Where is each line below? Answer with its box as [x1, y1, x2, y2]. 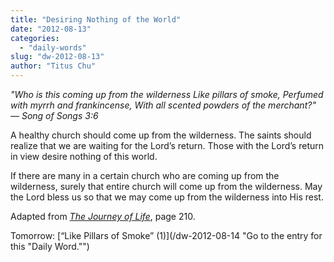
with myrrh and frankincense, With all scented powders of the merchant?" [10, 99, 317, 111]
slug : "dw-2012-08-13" [10, 52, 105, 62]
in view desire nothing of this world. [10, 151, 158, 162]
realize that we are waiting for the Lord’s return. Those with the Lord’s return [10, 140, 325, 151]
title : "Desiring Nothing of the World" [10, 14, 182, 25]
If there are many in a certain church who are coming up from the [10, 170, 280, 181]
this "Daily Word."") [10, 241, 90, 252]
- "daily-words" [19, 42, 87, 53]
